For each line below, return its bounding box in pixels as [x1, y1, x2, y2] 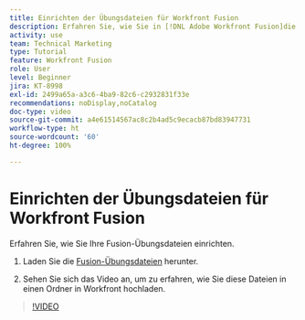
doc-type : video [9, 107, 71, 116]
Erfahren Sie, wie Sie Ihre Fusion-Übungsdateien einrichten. [9, 238, 235, 249]
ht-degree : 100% [9, 141, 71, 150]
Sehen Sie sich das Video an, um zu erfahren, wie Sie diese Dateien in [22, 273, 287, 284]
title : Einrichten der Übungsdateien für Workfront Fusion [9, 13, 239, 23]
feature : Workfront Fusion [9, 56, 112, 65]
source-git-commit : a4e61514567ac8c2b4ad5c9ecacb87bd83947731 [9, 115, 251, 124]
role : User [9, 65, 51, 74]
